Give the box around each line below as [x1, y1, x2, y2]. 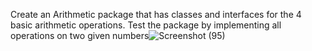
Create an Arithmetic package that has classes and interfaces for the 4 [10, 9, 302, 20]
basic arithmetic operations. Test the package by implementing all [10, 19, 282, 31]
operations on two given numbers [10, 30, 150, 41]
